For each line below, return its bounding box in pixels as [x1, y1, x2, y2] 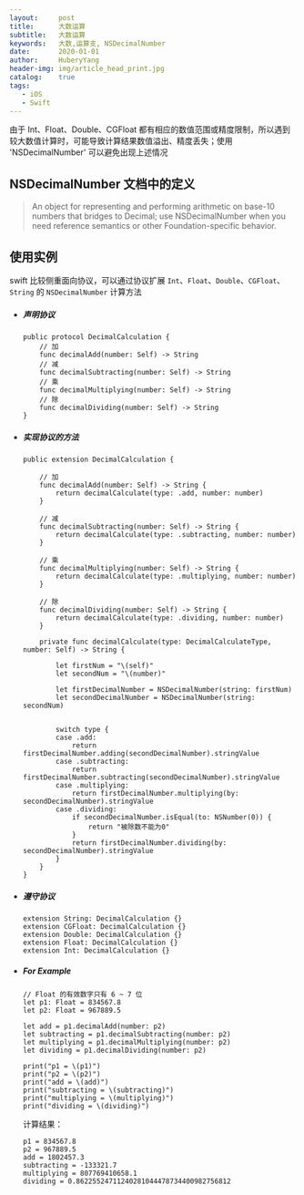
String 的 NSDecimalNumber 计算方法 [9, 286, 143, 297]
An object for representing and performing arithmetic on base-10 [31, 201, 276, 212]
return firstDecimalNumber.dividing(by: [71, 838, 228, 848]
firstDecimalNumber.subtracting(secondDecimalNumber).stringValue [22, 772, 280, 782]
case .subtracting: [56, 757, 129, 766]
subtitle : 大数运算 [9, 30, 86, 39]
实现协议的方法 [22, 431, 79, 442]
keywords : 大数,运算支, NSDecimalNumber [9, 38, 167, 48]
